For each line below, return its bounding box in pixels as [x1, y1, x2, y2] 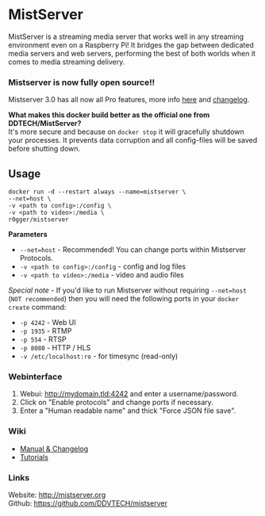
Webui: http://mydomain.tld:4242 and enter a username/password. [19, 389, 239, 399]
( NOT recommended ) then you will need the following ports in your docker [8, 294, 240, 304]
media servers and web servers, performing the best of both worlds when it [8, 48, 256, 58]
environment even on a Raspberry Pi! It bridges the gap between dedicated [8, 40, 254, 49]
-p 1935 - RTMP [19, 327, 72, 336]
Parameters [8, 230, 48, 239]
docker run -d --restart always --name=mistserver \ [8, 188, 186, 196]
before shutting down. [8, 144, 81, 154]
